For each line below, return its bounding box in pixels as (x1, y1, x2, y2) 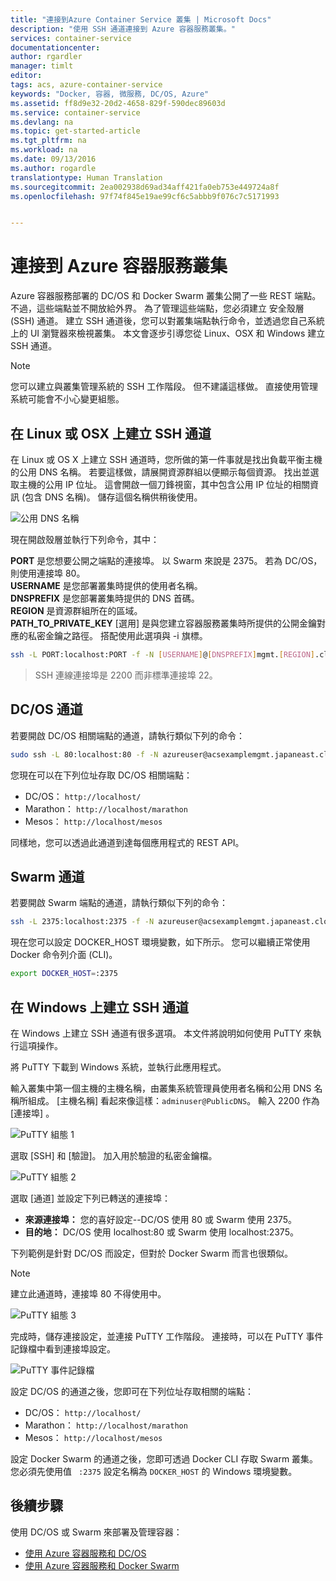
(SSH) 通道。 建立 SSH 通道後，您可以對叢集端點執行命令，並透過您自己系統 (10, 315, 325, 327)
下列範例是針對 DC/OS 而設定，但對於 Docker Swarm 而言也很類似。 (10, 1247, 294, 1259)
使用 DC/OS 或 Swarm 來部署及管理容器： (10, 1526, 183, 1538)
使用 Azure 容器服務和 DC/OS (24, 1547, 147, 1559)
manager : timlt (10, 61, 74, 71)
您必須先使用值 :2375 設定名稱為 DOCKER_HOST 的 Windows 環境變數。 (10, 1465, 298, 1477)
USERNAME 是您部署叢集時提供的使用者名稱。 (10, 580, 203, 591)
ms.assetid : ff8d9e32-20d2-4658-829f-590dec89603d (10, 98, 226, 108)
